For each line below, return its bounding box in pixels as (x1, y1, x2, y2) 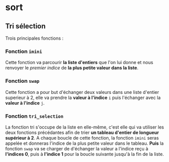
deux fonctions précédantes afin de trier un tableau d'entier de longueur (5, 129, 159, 136)
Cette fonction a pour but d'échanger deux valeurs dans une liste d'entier (5, 89, 159, 95)
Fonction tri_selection (5, 112, 64, 119)
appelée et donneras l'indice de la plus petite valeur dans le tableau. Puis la (5, 140, 164, 146)
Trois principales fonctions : (5, 35, 64, 41)
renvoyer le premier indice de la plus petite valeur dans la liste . (5, 65, 138, 71)
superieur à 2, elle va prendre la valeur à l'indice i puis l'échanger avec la (5, 94, 161, 101)
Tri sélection (5, 22, 46, 30)
